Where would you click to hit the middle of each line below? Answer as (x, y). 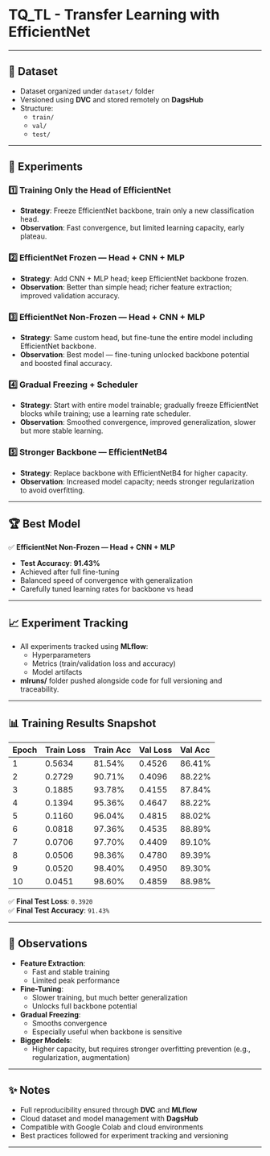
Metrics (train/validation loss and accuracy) (104, 663)
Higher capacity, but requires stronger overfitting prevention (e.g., (141, 1049)
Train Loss (65, 750)
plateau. (33, 236)
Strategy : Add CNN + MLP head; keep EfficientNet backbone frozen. (134, 278)
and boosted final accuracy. (66, 364)
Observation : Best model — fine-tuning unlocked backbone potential (135, 355)
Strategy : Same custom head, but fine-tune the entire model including (136, 338)
